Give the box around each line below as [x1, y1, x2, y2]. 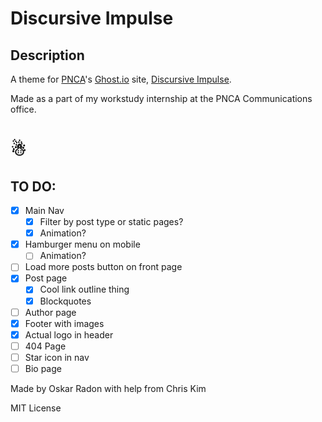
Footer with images [24, 317, 105, 329]
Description [10, 47, 85, 64]
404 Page [24, 340, 67, 352]
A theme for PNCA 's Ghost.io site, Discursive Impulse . [10, 73, 232, 85]
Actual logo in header [24, 328, 114, 341]
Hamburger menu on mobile [24, 238, 141, 251]
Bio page [24, 362, 62, 374]
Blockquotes [39, 295, 92, 307]
